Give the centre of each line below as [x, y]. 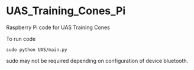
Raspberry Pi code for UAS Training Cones [58, 27]
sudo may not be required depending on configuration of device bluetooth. [97, 61]
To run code [21, 39]
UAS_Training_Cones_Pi [66, 11]
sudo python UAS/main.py [37, 50]
